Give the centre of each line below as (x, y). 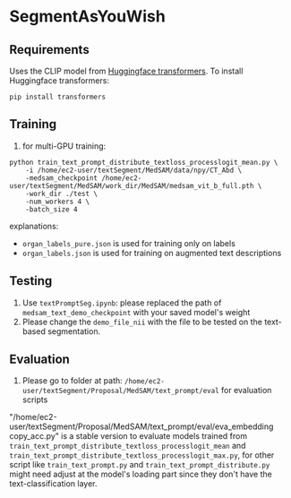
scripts (35, 399)
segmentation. (74, 331)
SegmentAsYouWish (87, 17)
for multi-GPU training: (64, 146)
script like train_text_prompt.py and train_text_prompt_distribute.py (140, 465)
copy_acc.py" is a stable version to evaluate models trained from (128, 436)
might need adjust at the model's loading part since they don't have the (141, 474)
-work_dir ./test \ (62, 193)
